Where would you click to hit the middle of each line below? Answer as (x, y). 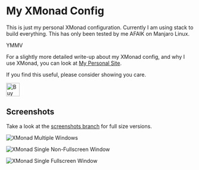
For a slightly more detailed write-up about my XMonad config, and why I (96, 56)
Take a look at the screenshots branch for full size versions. (79, 126)
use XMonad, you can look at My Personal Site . (64, 63)
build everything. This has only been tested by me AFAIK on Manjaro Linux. (98, 33)
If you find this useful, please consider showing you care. (76, 74)
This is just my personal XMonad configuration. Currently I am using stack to (100, 27)
